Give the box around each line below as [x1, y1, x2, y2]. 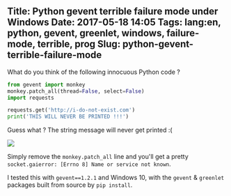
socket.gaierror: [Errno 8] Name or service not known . [7, 160, 172, 168]
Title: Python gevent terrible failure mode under [7, 6, 218, 17]
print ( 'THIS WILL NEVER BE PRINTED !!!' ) [7, 113, 129, 121]
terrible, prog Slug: [37, 38, 121, 50]
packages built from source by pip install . [7, 181, 133, 189]
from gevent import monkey [7, 81, 86, 88]
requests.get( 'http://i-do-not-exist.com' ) [7, 107, 136, 114]
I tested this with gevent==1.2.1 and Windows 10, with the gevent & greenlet [7, 174, 225, 182]
